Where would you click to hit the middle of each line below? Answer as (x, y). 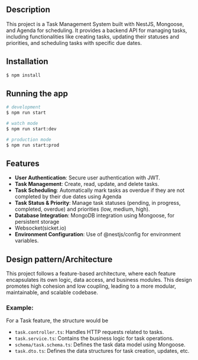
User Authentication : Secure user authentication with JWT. (87, 178)
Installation (27, 62)
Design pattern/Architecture (59, 259)
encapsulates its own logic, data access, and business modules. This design (99, 280)
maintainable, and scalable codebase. (52, 292)
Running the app (37, 93)
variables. (27, 241)
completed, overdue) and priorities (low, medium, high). (82, 209)
